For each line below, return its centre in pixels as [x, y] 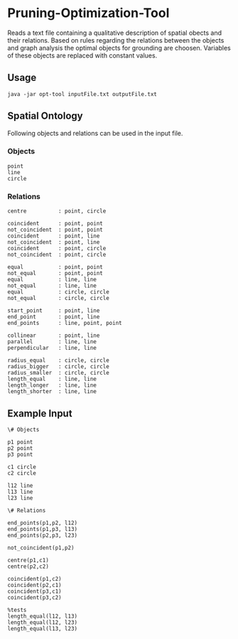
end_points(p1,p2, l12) [43, 523]
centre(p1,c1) [28, 560]
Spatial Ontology [45, 116]
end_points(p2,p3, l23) [43, 535]
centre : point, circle [57, 211]
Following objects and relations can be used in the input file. [95, 133]
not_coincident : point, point [55, 230]
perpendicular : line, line [52, 348]
